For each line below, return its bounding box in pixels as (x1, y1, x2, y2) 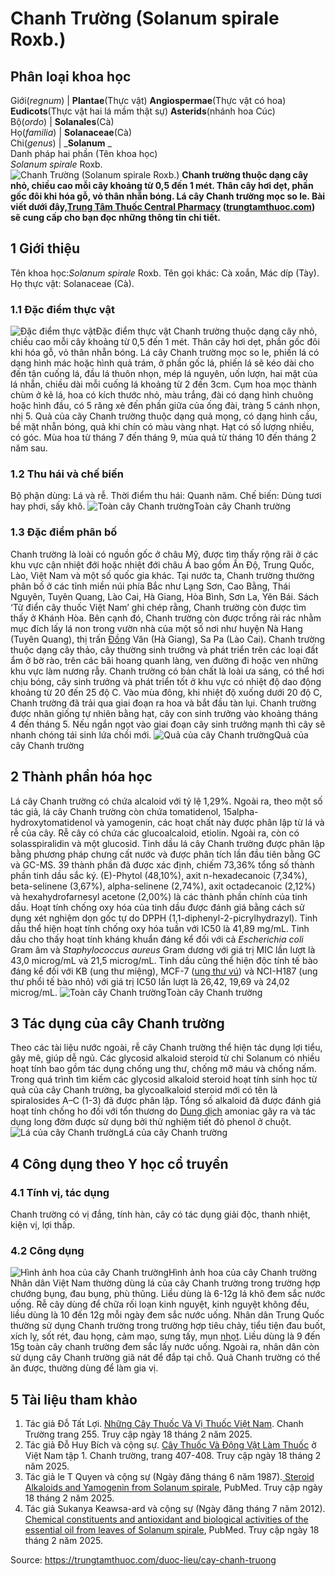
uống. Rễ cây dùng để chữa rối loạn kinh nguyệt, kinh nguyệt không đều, (10, 1298, 310, 1311)
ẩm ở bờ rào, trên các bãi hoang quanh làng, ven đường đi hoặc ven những (10, 654, 319, 666)
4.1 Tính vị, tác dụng (10, 1185, 110, 1199)
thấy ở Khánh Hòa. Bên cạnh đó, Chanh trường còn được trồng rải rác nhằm (10, 612, 322, 624)
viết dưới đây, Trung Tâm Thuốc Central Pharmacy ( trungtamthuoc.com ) (10, 201, 316, 212)
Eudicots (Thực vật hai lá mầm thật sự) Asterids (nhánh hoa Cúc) (10, 105, 276, 117)
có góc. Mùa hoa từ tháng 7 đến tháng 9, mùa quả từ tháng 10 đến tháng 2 (10, 432, 317, 444)
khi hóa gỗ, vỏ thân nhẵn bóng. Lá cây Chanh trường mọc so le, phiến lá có (10, 347, 320, 359)
